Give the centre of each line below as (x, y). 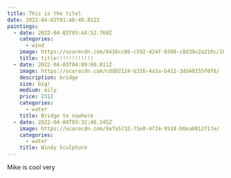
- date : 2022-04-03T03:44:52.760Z (63, 33)
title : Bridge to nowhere (57, 115)
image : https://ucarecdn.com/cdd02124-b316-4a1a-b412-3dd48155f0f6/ (120, 71)
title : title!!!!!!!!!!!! (57, 58)
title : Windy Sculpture (54, 148)
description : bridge (49, 77)
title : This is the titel (44, 13)
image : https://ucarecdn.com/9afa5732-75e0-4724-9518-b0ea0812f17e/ (120, 129)
